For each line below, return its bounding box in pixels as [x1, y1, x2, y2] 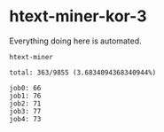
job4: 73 [9, 114, 42, 123]
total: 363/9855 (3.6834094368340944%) [9, 68, 157, 77]
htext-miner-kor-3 [9, 6, 147, 27]
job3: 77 [9, 106, 42, 116]
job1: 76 [9, 91, 42, 100]
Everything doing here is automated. [9, 35, 142, 46]
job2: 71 [9, 99, 42, 108]
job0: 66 [9, 83, 42, 92]
